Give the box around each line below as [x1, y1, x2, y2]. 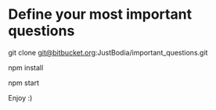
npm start [8, 78, 40, 87]
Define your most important [8, 5, 193, 23]
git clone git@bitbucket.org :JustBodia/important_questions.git [8, 48, 208, 57]
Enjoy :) [8, 93, 33, 102]
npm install [8, 62, 44, 72]
